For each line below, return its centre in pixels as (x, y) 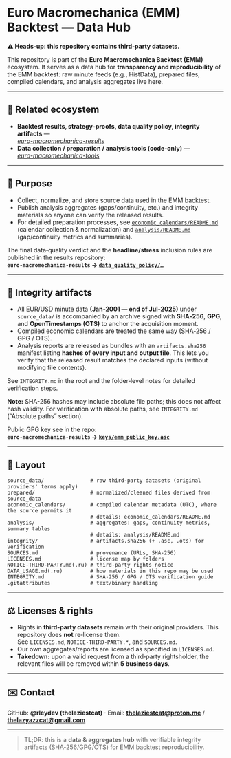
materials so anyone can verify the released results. (90, 215)
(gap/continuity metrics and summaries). (75, 237)
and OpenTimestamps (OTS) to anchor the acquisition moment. (108, 324)
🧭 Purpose (30, 184)
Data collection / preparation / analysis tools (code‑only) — (103, 148)
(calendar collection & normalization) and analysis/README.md (104, 229)
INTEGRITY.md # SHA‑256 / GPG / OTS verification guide (110, 577)
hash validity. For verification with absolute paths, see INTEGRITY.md (102, 409)
